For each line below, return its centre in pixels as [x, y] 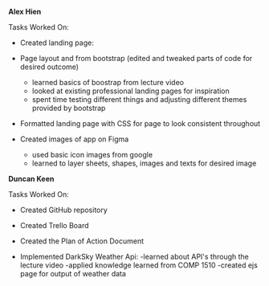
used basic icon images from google [92, 155]
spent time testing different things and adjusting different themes [139, 99]
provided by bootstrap [69, 108]
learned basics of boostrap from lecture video [108, 82]
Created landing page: [57, 43]
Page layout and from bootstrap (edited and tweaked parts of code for [136, 58]
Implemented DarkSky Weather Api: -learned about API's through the [134, 257]
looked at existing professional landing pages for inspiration [131, 91]
